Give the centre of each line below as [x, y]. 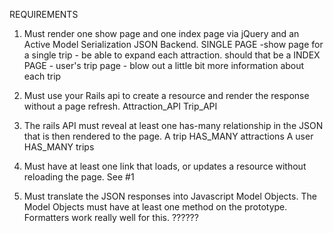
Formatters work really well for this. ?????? [111, 217]
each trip [42, 76]
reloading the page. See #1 [79, 177]
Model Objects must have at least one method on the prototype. [155, 207]
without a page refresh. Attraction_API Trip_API [120, 106]
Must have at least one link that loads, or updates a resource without [165, 166]
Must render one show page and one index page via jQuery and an [161, 33]
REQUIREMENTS [44, 14]
